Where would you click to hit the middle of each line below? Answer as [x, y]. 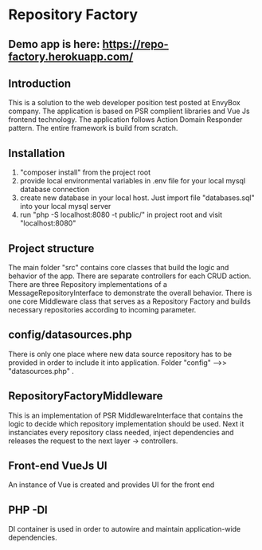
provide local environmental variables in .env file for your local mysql [133, 181]
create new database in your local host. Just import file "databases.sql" [137, 198]
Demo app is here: [54, 44]
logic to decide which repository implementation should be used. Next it [126, 423]
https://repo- [135, 44]
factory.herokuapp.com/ [71, 56]
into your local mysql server [65, 206]
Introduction [40, 83]
